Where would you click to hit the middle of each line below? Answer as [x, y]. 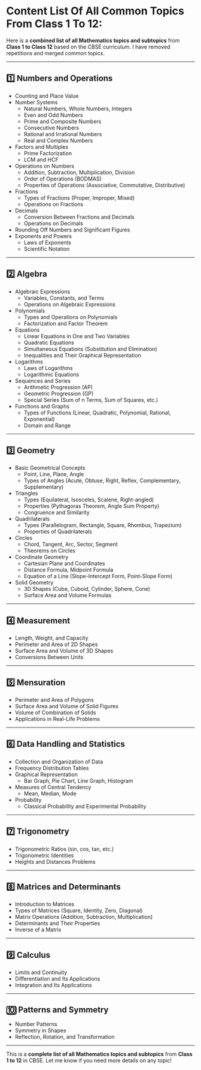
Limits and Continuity [41, 972]
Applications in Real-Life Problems [57, 719]
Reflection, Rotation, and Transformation [65, 1037]
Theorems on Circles [50, 551]
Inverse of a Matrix [38, 930]
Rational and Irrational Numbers [63, 134]
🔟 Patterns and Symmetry [57, 1010]
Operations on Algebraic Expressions [69, 304]
